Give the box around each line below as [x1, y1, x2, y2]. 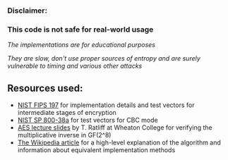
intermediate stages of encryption [17, 109, 116, 117]
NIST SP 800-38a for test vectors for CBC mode [17, 116, 158, 125]
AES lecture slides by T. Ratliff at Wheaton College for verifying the [17, 123, 213, 132]
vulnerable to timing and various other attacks [7, 62, 143, 70]
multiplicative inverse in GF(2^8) [17, 131, 112, 140]
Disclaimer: [7, 6, 48, 16]
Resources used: [7, 82, 83, 94]
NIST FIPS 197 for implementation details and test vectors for [17, 101, 195, 109]
